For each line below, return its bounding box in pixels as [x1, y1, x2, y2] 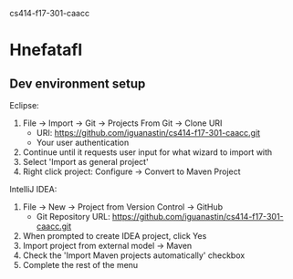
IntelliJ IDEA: [9, 184, 58, 194]
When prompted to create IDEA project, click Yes [22, 231, 207, 241]
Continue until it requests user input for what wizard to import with [22, 147, 273, 158]
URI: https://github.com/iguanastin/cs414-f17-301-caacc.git [36, 128, 261, 138]
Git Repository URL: [36, 212, 111, 222]
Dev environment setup [9, 76, 146, 91]
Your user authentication [36, 137, 130, 148]
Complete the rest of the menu [22, 260, 139, 270]
